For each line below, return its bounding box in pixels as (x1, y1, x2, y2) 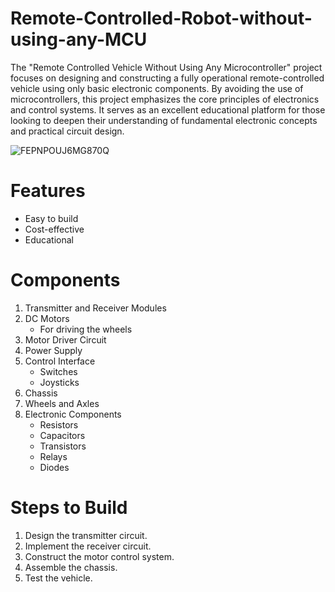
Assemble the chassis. (24, 561, 118, 573)
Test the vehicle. (24, 572, 93, 584)
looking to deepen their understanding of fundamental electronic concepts (10, 114, 318, 126)
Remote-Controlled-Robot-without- (10, 7, 313, 30)
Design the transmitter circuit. (24, 529, 148, 541)
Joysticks (39, 376, 80, 388)
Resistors (39, 418, 79, 431)
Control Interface (24, 355, 96, 367)
